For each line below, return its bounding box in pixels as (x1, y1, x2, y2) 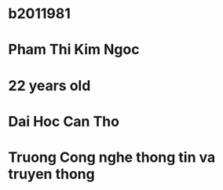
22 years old (8, 76, 91, 94)
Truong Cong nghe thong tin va (8, 148, 216, 166)
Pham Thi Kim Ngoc (8, 41, 140, 59)
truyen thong (8, 165, 96, 183)
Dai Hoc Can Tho (8, 112, 120, 130)
